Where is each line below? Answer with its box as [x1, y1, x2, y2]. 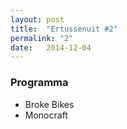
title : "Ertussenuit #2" [10, 24, 118, 34]
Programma [10, 76, 69, 90]
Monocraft [24, 109, 68, 121]
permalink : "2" [10, 33, 74, 43]
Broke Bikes [24, 98, 75, 110]
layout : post [10, 14, 65, 25]
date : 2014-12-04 [10, 42, 92, 53]
